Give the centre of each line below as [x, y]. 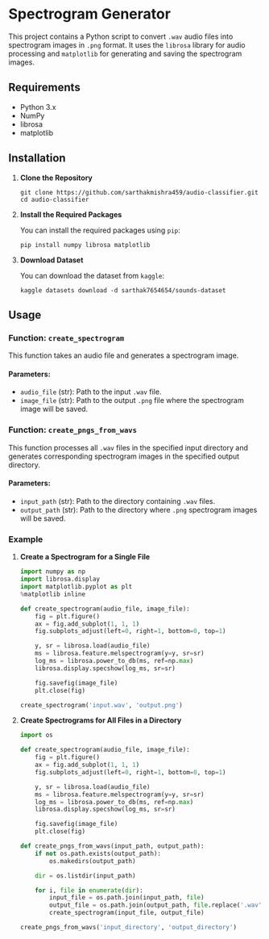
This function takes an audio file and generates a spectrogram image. [124, 355]
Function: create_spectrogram [66, 337]
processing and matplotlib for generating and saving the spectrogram [125, 53]
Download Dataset [52, 260]
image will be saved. [54, 409]
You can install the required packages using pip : [100, 230]
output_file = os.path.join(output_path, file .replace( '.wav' [156, 905]
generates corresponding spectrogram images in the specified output [124, 456]
